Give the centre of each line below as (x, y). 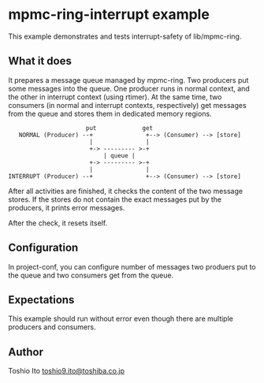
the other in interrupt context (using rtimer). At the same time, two (115, 97)
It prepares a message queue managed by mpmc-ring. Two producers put (128, 80)
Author (26, 352)
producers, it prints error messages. (67, 207)
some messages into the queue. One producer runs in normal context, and (129, 88)
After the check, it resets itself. (58, 223)
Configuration (43, 248)
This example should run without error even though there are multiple (121, 319)
